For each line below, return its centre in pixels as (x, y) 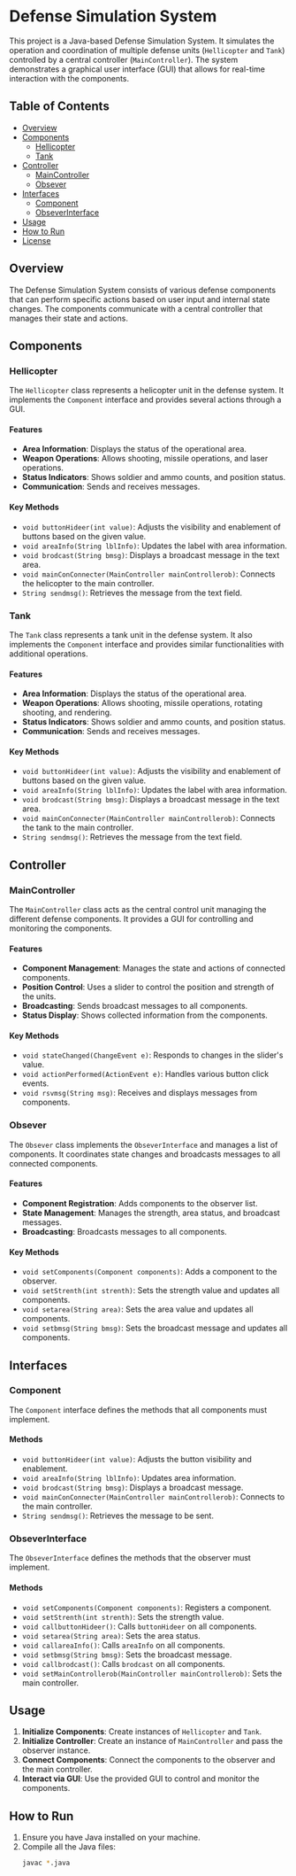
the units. (39, 996)
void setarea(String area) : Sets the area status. (111, 1635)
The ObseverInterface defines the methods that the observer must (130, 1558)
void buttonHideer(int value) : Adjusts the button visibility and (137, 1460)
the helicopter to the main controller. (88, 583)
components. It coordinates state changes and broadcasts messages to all (145, 1154)
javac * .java (46, 1863)
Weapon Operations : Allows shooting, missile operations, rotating (142, 703)
